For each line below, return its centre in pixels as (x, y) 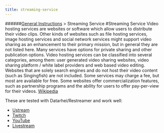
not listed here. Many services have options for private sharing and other (79, 49)
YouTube (21, 120)
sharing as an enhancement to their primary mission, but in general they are (82, 44)
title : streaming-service (31, 10)
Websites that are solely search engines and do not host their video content (81, 70)
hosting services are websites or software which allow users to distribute (79, 29)
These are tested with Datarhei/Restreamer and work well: (64, 100)
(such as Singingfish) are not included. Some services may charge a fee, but (82, 75)
